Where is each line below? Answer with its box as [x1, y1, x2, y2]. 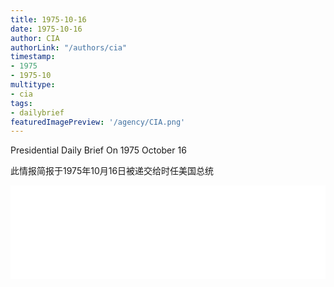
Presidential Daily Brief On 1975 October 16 [10, 144, 187, 156]
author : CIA [10, 33, 60, 43]
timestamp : [10, 52, 56, 62]
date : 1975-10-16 [10, 24, 83, 34]
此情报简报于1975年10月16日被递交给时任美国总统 [10, 165, 215, 177]
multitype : [10, 80, 56, 90]
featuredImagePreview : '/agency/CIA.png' [10, 117, 186, 127]
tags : [10, 98, 33, 108]
